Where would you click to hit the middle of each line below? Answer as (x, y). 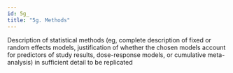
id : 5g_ (19, 14)
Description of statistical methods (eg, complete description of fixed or (110, 40)
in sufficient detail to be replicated (84, 62)
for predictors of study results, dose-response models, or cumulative (107, 55)
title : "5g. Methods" (39, 20)
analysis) (20, 62)
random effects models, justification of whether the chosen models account (116, 47)
